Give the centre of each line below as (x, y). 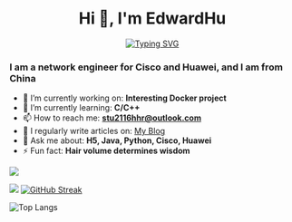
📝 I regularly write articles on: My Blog (94, 131)
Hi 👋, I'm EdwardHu (152, 19)
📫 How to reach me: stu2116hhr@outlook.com (112, 118)
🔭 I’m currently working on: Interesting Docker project (124, 98)
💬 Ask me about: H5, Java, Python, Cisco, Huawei (117, 140)
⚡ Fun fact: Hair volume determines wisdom (106, 151)
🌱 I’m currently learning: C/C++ (81, 108)
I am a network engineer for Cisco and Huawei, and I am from (146, 67)
